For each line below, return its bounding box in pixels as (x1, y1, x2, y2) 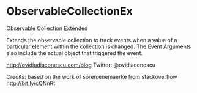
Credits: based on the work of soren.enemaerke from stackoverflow (6, 73, 177, 80)
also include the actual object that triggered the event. (6, 49, 143, 56)
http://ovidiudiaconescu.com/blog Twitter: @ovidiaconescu (6, 61, 156, 69)
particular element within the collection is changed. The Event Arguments (6, 43, 191, 50)
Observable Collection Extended (6, 24, 88, 32)
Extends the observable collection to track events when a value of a (6, 36, 177, 43)
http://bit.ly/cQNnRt (6, 80, 56, 87)
